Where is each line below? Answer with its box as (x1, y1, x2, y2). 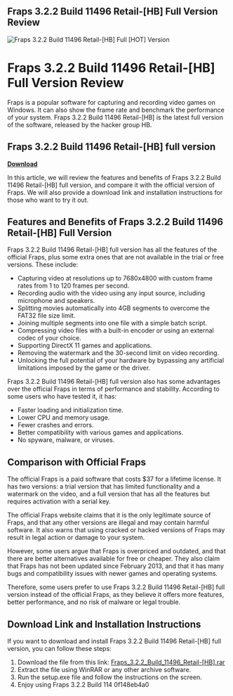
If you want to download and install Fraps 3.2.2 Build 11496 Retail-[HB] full (7, 637, 222, 645)
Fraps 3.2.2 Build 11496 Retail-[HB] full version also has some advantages (7, 378, 221, 386)
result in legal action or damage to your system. (7, 534, 145, 542)
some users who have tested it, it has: (7, 392, 117, 401)
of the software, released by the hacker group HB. (7, 120, 152, 129)
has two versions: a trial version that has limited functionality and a (7, 482, 200, 491)
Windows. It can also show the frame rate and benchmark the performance (7, 105, 225, 114)
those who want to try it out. (7, 195, 89, 204)
